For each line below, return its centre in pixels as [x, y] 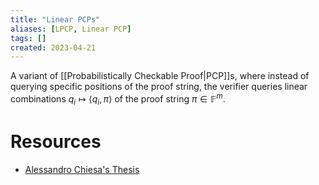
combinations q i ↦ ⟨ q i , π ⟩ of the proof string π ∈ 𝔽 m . [118, 99]
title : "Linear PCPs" [55, 19]
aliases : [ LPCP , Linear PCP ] [71, 29]
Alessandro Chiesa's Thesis [82, 169]
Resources [56, 141]
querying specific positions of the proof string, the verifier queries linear [159, 87]
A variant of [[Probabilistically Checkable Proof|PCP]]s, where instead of [160, 76]
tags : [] [28, 38]
